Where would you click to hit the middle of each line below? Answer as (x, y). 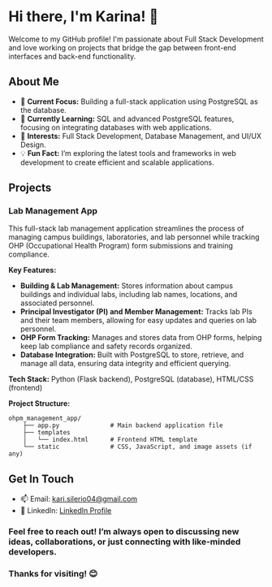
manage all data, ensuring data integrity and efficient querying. (125, 364)
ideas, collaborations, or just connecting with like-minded (125, 542)
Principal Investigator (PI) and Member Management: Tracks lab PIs (136, 312)
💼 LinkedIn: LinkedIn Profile (66, 511)
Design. (33, 145)
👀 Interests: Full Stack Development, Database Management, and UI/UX (141, 136)
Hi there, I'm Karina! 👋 (84, 17)
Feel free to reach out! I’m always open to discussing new (124, 532)
